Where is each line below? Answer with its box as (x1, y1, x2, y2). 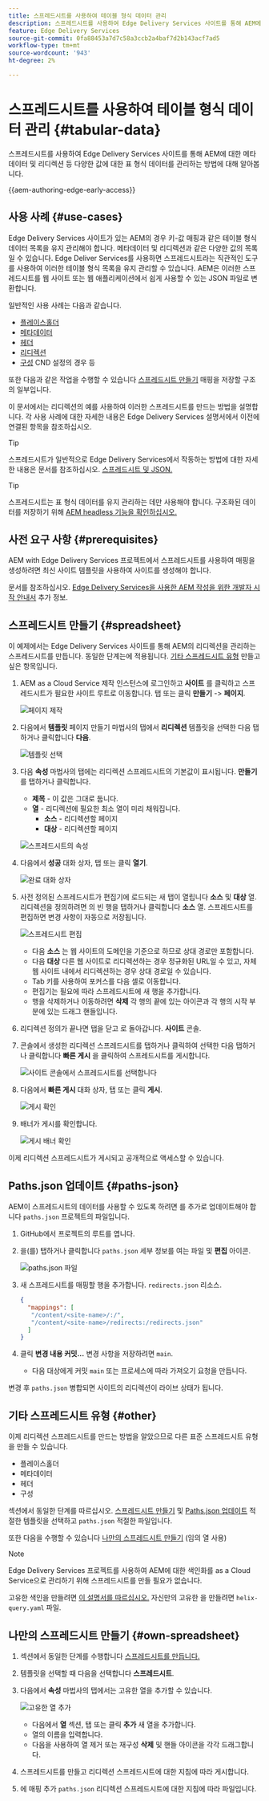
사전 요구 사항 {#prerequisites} (8, 533, 159, 547)
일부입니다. (16, 385, 52, 394)
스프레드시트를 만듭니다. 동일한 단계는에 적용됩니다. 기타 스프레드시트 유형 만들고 (8, 651, 261, 661)
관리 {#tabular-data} (24, 121, 162, 139)
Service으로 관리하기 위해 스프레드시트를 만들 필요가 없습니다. (8, 1575, 203, 1586)
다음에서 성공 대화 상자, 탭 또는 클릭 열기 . (19, 858, 148, 868)
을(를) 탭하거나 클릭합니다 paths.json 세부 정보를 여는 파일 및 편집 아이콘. (19, 1246, 251, 1256)
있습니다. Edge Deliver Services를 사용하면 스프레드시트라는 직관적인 (25, 253, 244, 263)
